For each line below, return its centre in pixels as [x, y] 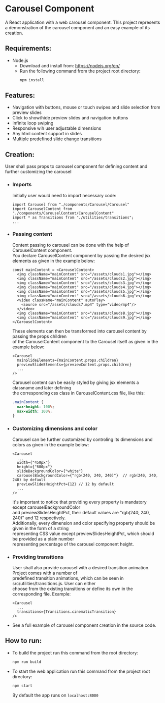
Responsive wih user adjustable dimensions [57, 128]
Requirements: [28, 48]
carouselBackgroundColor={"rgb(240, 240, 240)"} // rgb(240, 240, [88, 475]
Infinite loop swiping [33, 123]
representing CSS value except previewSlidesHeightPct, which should [83, 534]
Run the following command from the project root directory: [80, 71]
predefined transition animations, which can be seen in [68, 578]
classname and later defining [42, 387]
